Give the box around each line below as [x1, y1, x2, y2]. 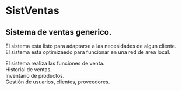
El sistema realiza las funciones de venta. [5, 60, 105, 67]
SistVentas [5, 4, 60, 17]
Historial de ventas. [5, 66, 52, 73]
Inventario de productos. [5, 72, 65, 79]
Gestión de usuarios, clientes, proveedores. [5, 78, 110, 85]
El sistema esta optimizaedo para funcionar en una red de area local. [5, 49, 170, 56]
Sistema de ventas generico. [5, 27, 112, 37]
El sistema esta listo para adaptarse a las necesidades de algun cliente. [5, 42, 177, 49]
